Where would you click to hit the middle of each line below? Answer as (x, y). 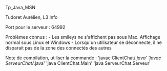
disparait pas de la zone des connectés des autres (58, 48)
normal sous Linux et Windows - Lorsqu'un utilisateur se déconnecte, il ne (84, 42)
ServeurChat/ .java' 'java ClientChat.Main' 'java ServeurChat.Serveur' (78, 63)
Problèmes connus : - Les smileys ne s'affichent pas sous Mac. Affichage (83, 37)
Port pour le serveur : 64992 (35, 27)
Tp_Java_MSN (20, 7)
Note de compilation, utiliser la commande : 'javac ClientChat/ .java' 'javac (83, 58)
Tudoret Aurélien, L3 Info (32, 17)
